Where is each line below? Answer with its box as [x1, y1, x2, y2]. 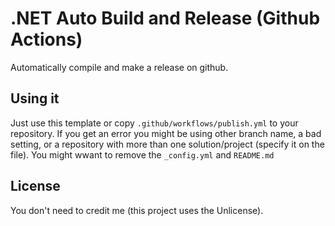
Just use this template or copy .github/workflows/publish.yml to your [10, 117, 299, 129]
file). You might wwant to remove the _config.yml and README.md [10, 148, 275, 161]
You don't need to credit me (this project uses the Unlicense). [10, 204, 264, 216]
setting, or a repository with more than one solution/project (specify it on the [10, 138, 325, 150]
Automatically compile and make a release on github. [10, 61, 229, 73]
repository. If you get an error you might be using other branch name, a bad [10, 127, 322, 139]
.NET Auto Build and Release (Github [10, 7, 321, 30]
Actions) [10, 28, 83, 51]
